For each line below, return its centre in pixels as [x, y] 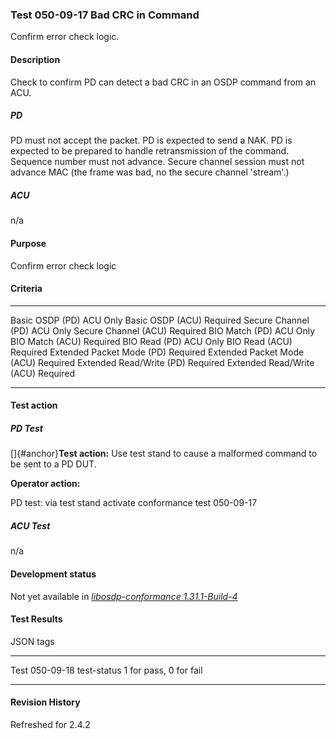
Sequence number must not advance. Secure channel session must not [157, 162]
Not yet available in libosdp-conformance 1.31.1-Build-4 [124, 596]
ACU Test [30, 526]
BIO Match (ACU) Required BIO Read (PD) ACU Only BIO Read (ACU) [151, 341]
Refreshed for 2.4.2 [50, 724]
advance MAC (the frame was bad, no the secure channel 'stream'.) [150, 172]
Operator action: [45, 484]
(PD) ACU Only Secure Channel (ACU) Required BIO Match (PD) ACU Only [163, 330]
